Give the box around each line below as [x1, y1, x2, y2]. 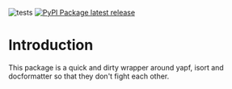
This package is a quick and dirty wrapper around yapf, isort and [8, 62, 224, 72]
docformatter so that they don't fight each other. [8, 71, 170, 81]
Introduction [8, 36, 94, 54]
